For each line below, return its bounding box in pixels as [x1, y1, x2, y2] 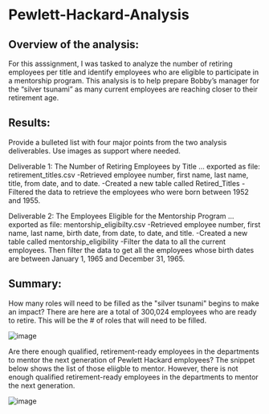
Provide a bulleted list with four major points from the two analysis [8, 137, 227, 147]
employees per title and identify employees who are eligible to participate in [8, 67, 259, 77]
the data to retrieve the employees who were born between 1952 [35, 187, 249, 197]
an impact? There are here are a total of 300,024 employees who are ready [8, 306, 257, 316]
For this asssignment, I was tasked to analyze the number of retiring [8, 59, 233, 68]
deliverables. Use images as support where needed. [8, 146, 181, 156]
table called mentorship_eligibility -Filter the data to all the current [8, 237, 226, 246]
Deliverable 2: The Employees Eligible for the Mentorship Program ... [8, 211, 234, 221]
